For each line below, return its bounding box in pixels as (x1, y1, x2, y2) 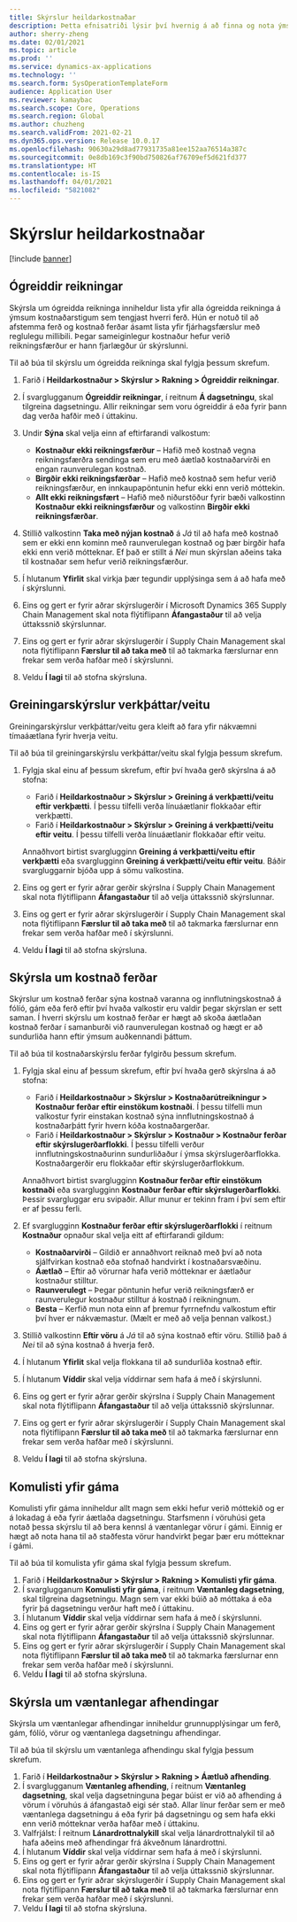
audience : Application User (9, 87, 113, 96)
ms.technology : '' (9, 71, 77, 80)
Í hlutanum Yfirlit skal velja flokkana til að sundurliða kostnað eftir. (21, 1357, 263, 1368)
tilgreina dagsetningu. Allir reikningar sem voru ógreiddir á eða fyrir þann (21, 400, 287, 412)
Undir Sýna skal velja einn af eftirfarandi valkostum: (21, 427, 210, 438)
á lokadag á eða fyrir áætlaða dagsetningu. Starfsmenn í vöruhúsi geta (9, 1512, 266, 1523)
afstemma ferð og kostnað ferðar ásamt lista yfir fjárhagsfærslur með (9, 321, 261, 332)
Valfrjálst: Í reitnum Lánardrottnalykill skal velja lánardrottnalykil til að (21, 1828, 276, 1838)
